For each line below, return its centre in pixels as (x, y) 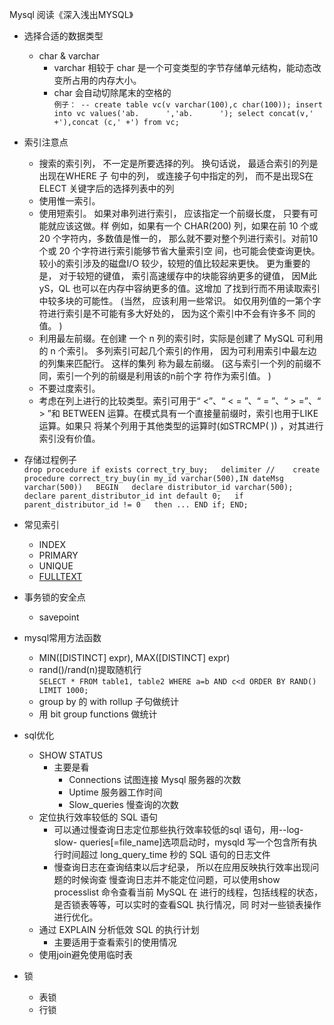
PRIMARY (58, 555)
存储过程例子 (50, 459)
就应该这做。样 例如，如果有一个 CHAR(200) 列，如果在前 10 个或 (183, 226)
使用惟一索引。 (69, 201)
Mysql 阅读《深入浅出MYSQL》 (71, 14)
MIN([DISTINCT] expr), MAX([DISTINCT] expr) (134, 657)
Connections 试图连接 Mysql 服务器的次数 (155, 779)
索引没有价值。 (69, 438)
